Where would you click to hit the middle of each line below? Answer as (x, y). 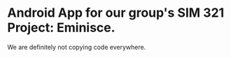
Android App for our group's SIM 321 (116, 13)
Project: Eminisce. (61, 28)
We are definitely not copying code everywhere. (77, 47)
